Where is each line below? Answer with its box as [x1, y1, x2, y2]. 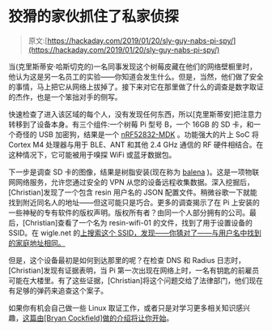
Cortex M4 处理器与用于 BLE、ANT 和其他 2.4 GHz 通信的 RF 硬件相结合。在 [8, 140, 264, 149]
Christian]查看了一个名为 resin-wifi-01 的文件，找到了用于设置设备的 [25, 217, 253, 227]
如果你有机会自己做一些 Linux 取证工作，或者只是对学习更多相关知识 [8, 303, 236, 312]
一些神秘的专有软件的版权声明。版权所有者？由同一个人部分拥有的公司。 [8, 208, 249, 217]
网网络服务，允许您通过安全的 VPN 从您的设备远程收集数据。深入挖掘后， [8, 177, 255, 187]
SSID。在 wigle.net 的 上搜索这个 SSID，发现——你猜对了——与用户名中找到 [8, 228, 261, 238]
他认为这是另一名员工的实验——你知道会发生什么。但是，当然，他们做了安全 [8, 71, 264, 81]
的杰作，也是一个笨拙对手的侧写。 [8, 92, 122, 101]
